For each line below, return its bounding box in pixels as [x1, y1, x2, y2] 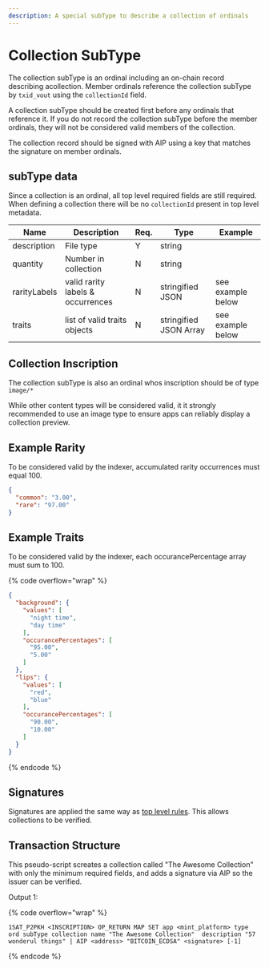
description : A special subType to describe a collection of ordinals [8, 11, 249, 20]
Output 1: [8, 893, 38, 902]
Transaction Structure [8, 838, 121, 852]
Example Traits [8, 530, 84, 544]
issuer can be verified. [8, 877, 82, 886]
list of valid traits [65, 314, 127, 325]
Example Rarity [8, 441, 86, 454]
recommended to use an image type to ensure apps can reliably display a [8, 409, 251, 419]
